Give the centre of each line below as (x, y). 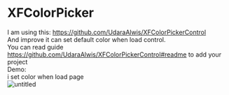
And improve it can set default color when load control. (86, 39)
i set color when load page (46, 76)
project (18, 61)
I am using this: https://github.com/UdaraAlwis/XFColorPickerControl (107, 32)
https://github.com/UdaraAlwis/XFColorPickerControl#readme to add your (114, 54)
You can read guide (35, 47)
